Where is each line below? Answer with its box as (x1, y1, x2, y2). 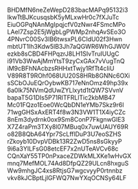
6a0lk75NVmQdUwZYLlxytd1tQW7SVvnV (7, 86, 124, 94)
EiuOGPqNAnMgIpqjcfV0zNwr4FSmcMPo (7, 21, 126, 28)
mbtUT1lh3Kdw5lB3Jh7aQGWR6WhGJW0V (7, 43, 130, 50)
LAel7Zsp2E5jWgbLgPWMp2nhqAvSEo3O (7, 27, 126, 36)
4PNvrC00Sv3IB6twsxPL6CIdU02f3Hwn (7, 35, 122, 43)
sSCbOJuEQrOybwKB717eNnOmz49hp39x (7, 79, 128, 87)
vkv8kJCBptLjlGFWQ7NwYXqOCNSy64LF (7, 174, 127, 181)
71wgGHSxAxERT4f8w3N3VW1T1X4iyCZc (7, 108, 126, 116)
